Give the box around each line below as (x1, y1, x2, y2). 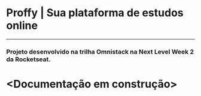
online (6, 19, 38, 32)
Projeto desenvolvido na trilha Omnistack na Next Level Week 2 (6, 47, 194, 56)
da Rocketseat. (6, 55, 51, 63)
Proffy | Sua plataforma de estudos (6, 6, 184, 20)
